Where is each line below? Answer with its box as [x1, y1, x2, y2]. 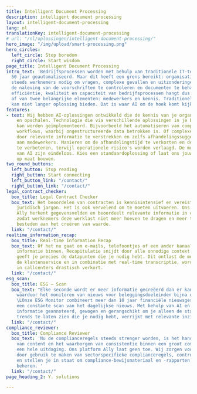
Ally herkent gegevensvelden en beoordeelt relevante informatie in [16, 210, 188, 216]
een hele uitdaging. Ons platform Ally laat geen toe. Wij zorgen [16, 347, 182, 352]
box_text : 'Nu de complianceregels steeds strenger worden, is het [11, 335, 180, 342]
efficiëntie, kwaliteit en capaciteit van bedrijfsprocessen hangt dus [11, 90, 191, 96]
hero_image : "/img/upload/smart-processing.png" [6, 42, 127, 47]
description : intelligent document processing [6, 14, 122, 20]
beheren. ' [16, 363, 43, 369]
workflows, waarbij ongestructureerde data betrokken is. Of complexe [16, 128, 193, 135]
